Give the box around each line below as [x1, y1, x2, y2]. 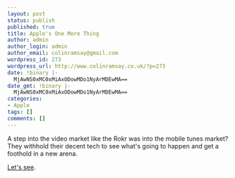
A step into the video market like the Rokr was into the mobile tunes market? [7, 134, 229, 143]
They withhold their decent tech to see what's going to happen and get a [7, 141, 219, 150]
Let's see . [7, 163, 36, 171]
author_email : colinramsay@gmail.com [7, 50, 119, 57]
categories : [7, 96, 42, 103]
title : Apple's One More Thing [7, 30, 100, 37]
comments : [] [7, 115, 46, 122]
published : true [7, 23, 55, 30]
